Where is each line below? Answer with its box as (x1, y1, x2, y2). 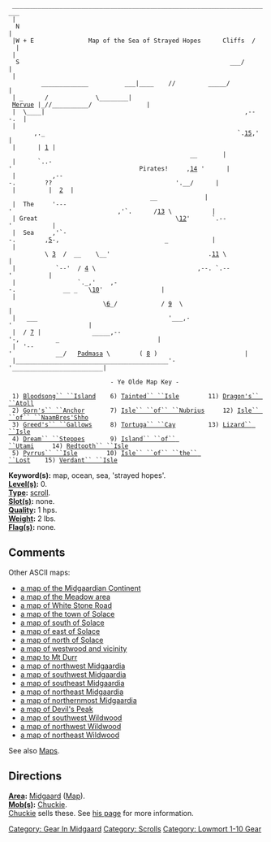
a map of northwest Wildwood (19, 721, 122, 731)
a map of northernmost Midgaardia (19, 695, 138, 705)
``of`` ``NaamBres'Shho (8, 414, 89, 422)
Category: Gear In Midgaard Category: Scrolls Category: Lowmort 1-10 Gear (8, 823, 262, 834)
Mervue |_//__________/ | (11, 101, 151, 109)
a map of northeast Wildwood (19, 730, 120, 740)
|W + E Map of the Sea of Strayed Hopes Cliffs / (11, 37, 256, 45)
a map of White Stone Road (19, 600, 112, 610)
